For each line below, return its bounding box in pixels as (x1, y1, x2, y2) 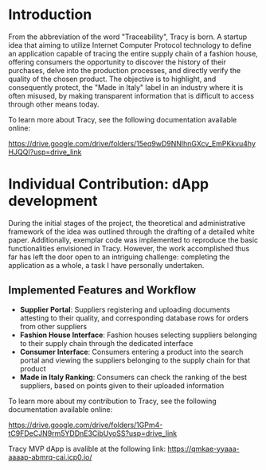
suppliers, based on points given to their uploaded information (19, 380, 225, 390)
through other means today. (8, 99, 100, 109)
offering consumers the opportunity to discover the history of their (8, 57, 227, 67)
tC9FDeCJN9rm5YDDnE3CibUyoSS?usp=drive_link (8, 428, 178, 438)
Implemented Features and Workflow (8, 284, 197, 297)
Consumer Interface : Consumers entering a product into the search (19, 347, 244, 356)
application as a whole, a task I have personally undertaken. (8, 260, 205, 270)
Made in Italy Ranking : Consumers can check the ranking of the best (19, 372, 248, 382)
